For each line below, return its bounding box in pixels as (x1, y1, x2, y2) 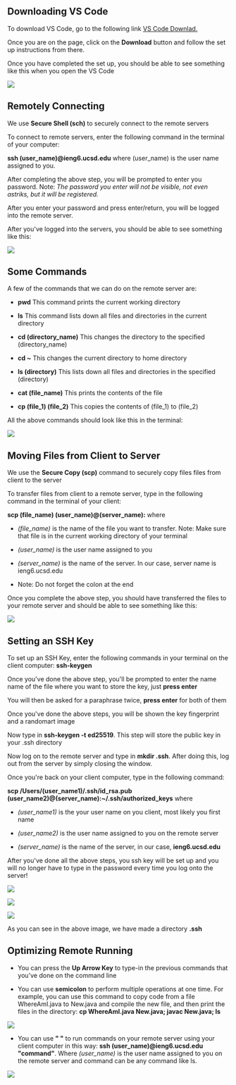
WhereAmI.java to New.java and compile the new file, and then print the (17, 1000, 225, 1008)
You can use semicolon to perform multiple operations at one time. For (17, 984, 224, 993)
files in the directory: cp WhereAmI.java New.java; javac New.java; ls (17, 1007, 221, 1015)
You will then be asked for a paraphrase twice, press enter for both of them (7, 696, 227, 705)
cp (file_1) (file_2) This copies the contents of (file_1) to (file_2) (17, 402, 199, 411)
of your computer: (7, 140, 60, 149)
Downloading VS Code (7, 6, 108, 18)
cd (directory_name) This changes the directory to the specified (17, 333, 206, 341)
